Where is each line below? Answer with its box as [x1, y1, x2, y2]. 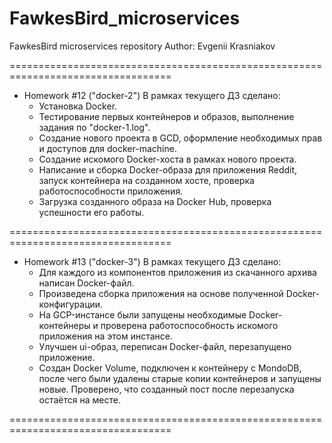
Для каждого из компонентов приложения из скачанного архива [38, 266, 317, 278]
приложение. [38, 351, 96, 363]
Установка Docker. [38, 100, 118, 112]
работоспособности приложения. [38, 185, 184, 197]
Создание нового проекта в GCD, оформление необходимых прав [38, 132, 323, 144]
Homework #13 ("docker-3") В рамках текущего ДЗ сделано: [23, 255, 282, 267]
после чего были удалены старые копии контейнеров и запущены [38, 372, 322, 384]
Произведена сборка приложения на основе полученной [38, 287, 284, 299]
